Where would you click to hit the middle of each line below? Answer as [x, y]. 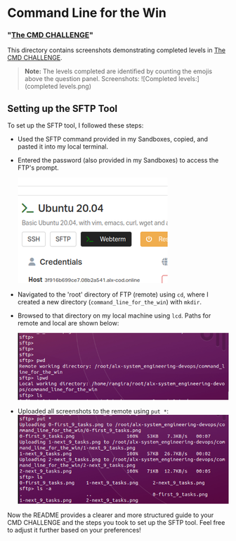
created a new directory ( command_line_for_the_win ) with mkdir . [110, 302]
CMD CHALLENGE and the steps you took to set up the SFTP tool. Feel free [116, 522]
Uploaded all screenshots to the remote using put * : [93, 411]
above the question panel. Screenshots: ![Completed [101, 79]
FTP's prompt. [38, 168]
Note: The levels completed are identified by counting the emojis [118, 71]
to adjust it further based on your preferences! [74, 530]
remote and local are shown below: [68, 323]
